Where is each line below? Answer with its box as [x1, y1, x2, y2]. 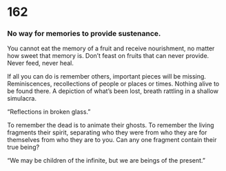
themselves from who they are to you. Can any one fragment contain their [7, 136, 217, 144]
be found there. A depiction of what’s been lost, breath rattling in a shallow [7, 87, 219, 95]
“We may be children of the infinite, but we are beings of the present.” [7, 157, 205, 165]
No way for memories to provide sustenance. [7, 29, 161, 39]
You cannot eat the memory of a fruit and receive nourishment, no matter [7, 44, 215, 52]
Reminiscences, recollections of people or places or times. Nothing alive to [7, 80, 220, 88]
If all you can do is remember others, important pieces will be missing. [7, 72, 207, 81]
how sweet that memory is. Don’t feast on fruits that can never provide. [7, 52, 209, 60]
